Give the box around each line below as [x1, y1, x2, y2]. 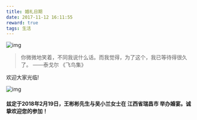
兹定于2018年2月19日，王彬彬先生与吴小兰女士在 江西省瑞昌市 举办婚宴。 [6, 100, 186, 107]
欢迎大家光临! [6, 74, 40, 81]
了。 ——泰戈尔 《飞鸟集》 [20, 61, 87, 68]
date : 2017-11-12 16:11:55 [6, 14, 73, 20]
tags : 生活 [6, 25, 31, 31]
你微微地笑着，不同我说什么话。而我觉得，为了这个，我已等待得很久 [20, 54, 188, 61]
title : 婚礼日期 [6, 8, 43, 15]
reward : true [6, 20, 39, 26]
